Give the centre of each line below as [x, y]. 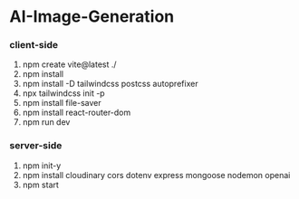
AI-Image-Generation [92, 17]
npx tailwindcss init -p [64, 93]
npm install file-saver [62, 103]
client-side [34, 45]
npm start [40, 185]
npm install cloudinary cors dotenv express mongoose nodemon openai [156, 175]
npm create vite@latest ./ [69, 64]
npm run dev [46, 122]
